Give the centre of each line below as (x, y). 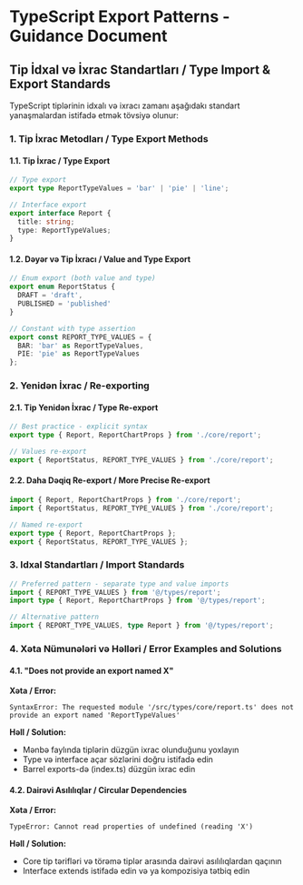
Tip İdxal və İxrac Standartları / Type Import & (140, 70)
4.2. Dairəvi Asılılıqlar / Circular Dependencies (98, 789)
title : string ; (46, 221)
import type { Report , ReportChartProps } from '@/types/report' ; (137, 601)
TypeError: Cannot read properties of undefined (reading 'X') (132, 827)
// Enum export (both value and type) (83, 278)
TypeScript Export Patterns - (120, 17)
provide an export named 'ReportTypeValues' (95, 716)
